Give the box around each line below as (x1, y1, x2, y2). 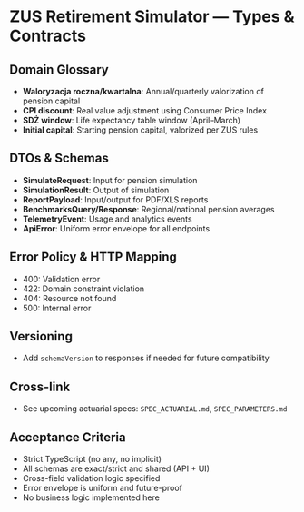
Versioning (9, 329, 73, 344)
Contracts (9, 25, 87, 46)
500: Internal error (22, 302, 92, 313)
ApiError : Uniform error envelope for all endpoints (22, 222, 211, 233)
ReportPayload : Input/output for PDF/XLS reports (22, 193, 209, 205)
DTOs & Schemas (9, 151, 109, 166)
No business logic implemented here (22, 492, 161, 503)
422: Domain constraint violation (22, 283, 145, 294)
